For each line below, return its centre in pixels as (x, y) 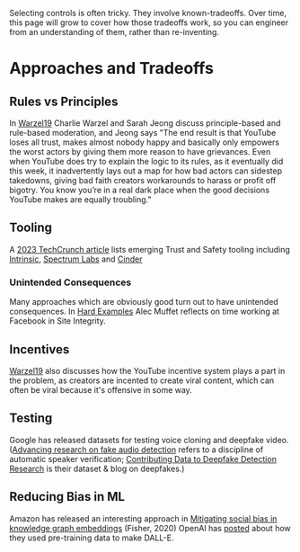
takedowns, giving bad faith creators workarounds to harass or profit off (143, 180)
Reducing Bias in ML (67, 497)
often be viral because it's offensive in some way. (101, 389)
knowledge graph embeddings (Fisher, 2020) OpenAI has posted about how (150, 528)
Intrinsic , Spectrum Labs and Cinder (76, 259)
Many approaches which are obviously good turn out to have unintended (144, 302)
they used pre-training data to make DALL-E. (92, 538)
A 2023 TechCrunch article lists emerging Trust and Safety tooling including (150, 249)
